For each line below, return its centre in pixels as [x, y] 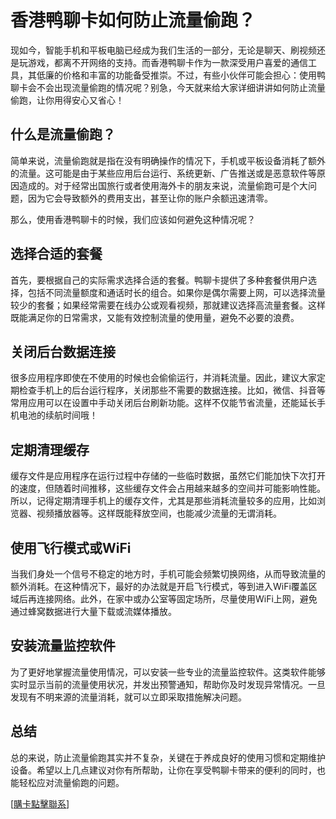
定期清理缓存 [50, 449]
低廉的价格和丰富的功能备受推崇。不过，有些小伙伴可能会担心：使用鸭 [181, 75]
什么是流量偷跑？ [63, 134]
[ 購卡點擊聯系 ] [40, 803]
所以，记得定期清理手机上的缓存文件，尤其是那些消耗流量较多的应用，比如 [163, 501]
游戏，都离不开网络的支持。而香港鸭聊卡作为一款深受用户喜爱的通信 [167, 62]
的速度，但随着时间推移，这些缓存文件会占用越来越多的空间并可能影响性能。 [168, 488]
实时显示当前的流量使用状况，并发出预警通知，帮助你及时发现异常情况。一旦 [168, 684]
